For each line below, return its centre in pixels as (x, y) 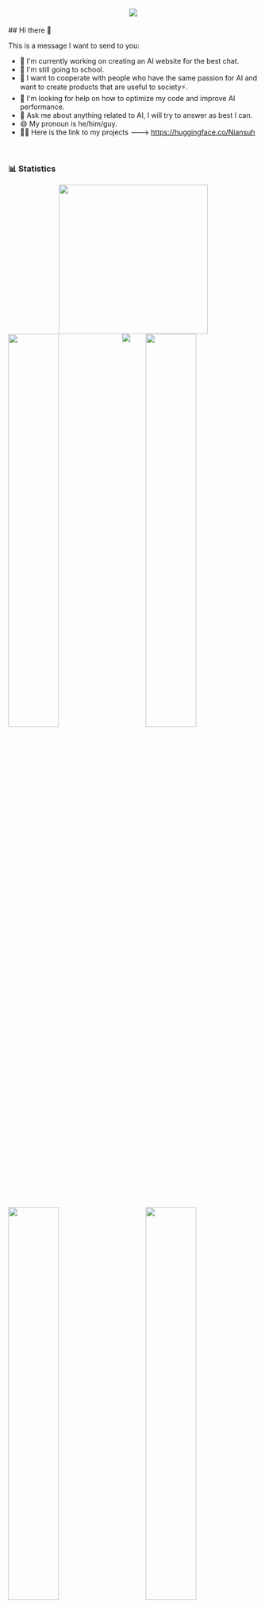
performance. (42, 107)
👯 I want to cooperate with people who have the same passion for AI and (138, 78)
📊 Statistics (32, 169)
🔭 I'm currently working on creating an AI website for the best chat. (129, 60)
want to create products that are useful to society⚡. (104, 87)
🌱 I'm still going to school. (62, 69)
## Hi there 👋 (30, 30)
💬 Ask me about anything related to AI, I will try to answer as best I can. (136, 115)
